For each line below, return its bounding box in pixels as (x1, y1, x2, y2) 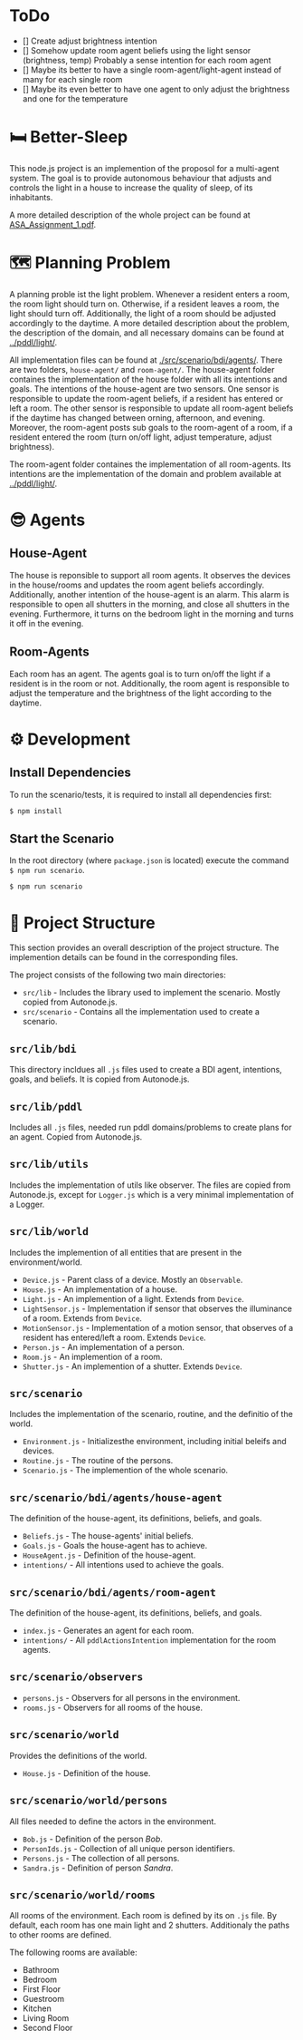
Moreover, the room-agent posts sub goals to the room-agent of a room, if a (9, 422, 293, 432)
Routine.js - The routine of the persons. (22, 1455, 174, 1466)
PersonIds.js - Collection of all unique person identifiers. (22, 1842, 235, 1854)
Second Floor (22, 2023, 73, 2034)
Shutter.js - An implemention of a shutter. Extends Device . (22, 1361, 242, 1372)
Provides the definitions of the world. (9, 1750, 147, 1761)
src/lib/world (9, 1225, 89, 1239)
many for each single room (22, 73, 123, 84)
